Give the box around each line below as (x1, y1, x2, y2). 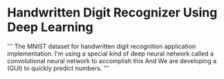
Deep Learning (7, 19, 93, 35)
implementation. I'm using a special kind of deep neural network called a (7, 49, 214, 58)
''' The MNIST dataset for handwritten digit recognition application (7, 42, 196, 50)
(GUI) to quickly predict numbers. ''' (7, 64, 109, 72)
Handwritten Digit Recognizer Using (7, 5, 218, 21)
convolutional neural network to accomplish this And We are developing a (7, 56, 217, 65)
